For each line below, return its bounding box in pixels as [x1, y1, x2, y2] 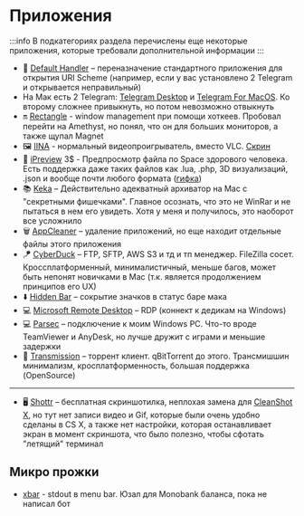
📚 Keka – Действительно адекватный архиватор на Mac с [22, 183, 248, 194]
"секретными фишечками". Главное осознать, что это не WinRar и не [22, 196, 291, 206]
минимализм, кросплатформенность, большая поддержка [22, 359, 251, 371]
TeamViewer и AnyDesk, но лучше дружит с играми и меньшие [22, 331, 266, 342]
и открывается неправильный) [22, 81, 142, 92]
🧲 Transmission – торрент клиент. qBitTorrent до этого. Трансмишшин [22, 350, 290, 361]
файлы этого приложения [22, 238, 122, 249]
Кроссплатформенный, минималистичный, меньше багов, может [22, 262, 277, 272]
